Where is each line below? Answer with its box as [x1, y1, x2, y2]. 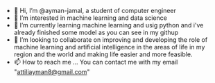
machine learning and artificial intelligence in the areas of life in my [13, 43, 205, 51]
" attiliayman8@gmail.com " [13, 68, 90, 75]
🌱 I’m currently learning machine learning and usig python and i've [13, 21, 204, 29]
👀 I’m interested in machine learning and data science [13, 14, 168, 22]
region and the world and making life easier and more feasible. [13, 50, 193, 58]
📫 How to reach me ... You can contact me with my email [13, 58, 178, 66]
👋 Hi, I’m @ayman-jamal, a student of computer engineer [13, 7, 177, 14]
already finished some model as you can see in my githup [13, 28, 179, 36]
